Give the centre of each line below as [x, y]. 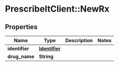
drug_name [21, 57]
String [46, 57]
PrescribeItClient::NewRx [57, 9]
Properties [21, 27]
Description [79, 41]
